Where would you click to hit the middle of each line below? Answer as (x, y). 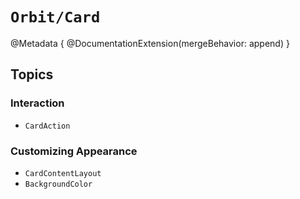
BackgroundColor (58, 184)
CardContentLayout (63, 173)
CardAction (47, 126)
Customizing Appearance (74, 151)
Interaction (37, 103)
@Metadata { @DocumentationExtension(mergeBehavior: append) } (150, 43)
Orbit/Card (55, 17)
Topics (32, 74)
